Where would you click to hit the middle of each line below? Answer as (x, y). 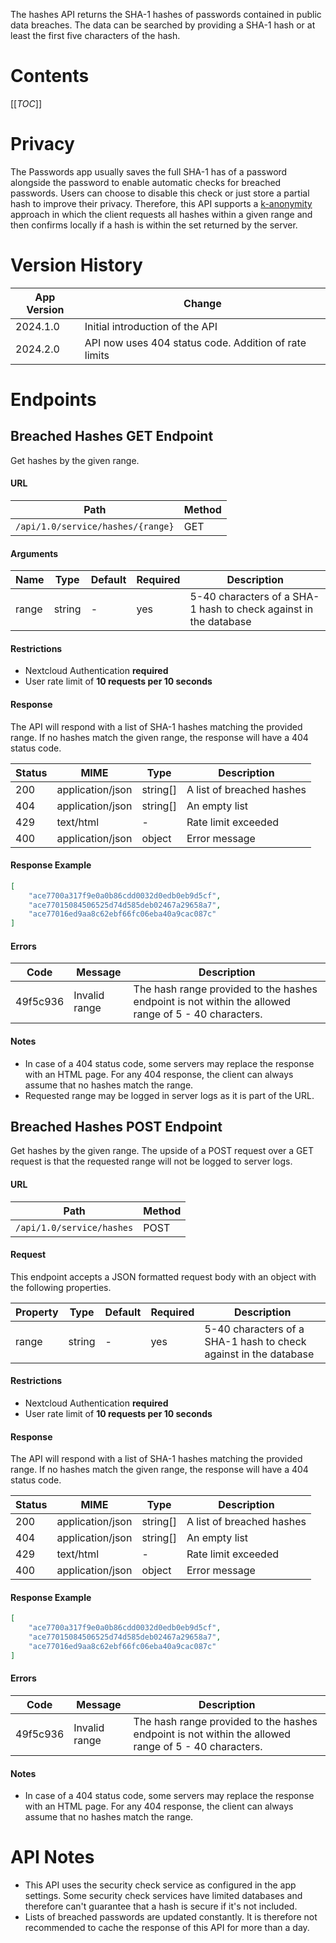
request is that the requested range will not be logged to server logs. (151, 1161)
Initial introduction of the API (151, 326)
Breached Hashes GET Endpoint (112, 436)
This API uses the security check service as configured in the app (160, 1885)
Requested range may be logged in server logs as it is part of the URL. (169, 1095)
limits (97, 355)
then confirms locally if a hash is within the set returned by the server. (154, 225)
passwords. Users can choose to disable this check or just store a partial (160, 193)
